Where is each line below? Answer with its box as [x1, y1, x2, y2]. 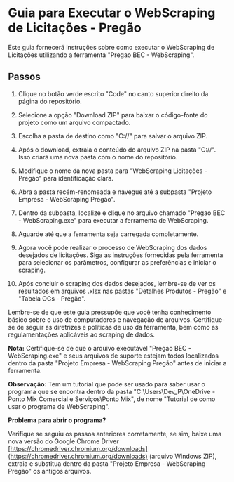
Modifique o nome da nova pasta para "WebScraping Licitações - [18, 167, 207, 175]
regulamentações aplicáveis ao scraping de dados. [8, 330, 155, 339]
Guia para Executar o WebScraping [8, 5, 216, 21]
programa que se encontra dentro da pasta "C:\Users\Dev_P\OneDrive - [8, 387, 216, 396]
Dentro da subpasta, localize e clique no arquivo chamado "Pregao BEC [18, 209, 226, 217]
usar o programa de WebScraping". [8, 402, 110, 410]
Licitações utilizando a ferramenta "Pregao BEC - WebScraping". [8, 51, 195, 59]
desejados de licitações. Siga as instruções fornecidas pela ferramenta [18, 251, 223, 259]
